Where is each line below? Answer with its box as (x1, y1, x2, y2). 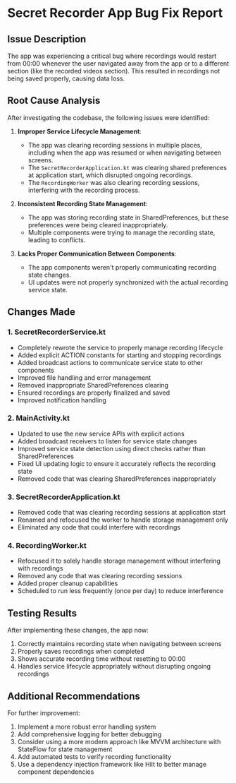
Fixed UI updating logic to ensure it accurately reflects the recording (17, 459, 216, 467)
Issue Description (7, 33, 87, 45)
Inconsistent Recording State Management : (17, 199, 148, 208)
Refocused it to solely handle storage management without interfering (17, 556, 221, 566)
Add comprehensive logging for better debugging (17, 730, 162, 739)
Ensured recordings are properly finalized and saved (17, 388, 170, 397)
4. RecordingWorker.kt (7, 541, 87, 551)
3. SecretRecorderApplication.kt (7, 492, 121, 502)
